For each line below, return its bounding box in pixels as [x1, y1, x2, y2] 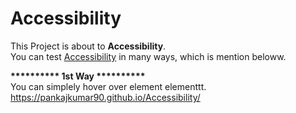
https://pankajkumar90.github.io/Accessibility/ [10, 91, 201, 103]
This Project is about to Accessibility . [10, 40, 167, 52]
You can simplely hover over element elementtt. [10, 80, 207, 92]
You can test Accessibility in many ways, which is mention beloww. [10, 50, 287, 62]
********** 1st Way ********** [10, 70, 146, 82]
